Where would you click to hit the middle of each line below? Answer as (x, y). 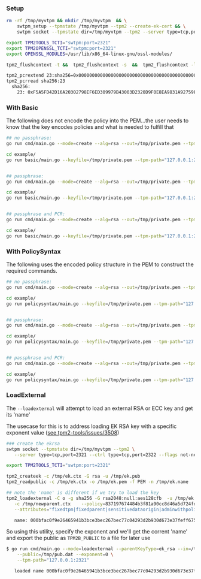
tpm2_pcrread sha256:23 (36, 81)
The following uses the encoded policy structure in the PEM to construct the (100, 264)
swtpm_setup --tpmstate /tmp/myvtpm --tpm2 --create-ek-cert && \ (101, 26)
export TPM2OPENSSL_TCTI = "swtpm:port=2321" (61, 48)
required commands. (32, 271)
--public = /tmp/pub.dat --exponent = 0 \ (65, 555)
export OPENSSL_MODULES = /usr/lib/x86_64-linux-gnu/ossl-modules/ (89, 54)
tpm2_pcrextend (25, 76)
